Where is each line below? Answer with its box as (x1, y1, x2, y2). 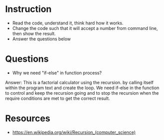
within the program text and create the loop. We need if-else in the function (5, 85, 160, 91)
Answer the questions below (12, 36, 71, 42)
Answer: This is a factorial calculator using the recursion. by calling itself (5, 79, 154, 85)
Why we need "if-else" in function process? (12, 70, 102, 76)
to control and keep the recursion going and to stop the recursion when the (5, 90, 159, 96)
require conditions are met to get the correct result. (5, 95, 110, 101)
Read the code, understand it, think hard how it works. (12, 20, 124, 26)
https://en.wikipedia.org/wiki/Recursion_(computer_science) (12, 129, 136, 135)
